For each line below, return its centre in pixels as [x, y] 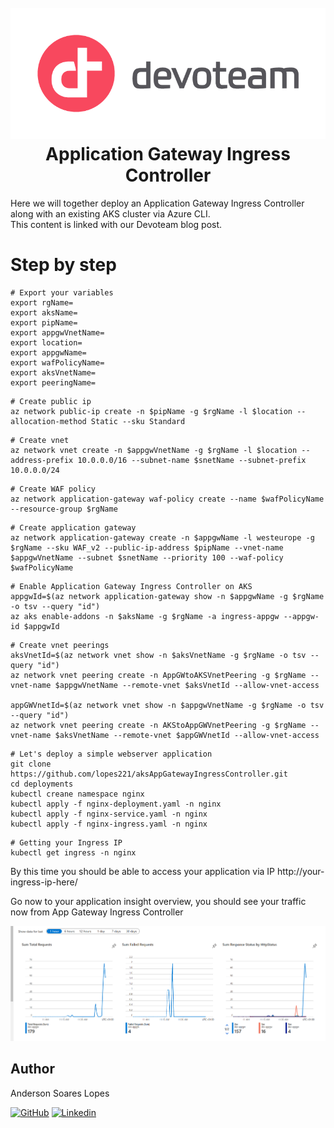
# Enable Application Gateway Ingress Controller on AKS [131, 587]
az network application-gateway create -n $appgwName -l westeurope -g [162, 538]
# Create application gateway [73, 528]
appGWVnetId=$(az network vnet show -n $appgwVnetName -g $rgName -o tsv [167, 706]
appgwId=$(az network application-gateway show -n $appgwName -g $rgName [167, 597]
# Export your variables [62, 293]
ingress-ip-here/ [44, 882]
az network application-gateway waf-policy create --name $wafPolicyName [167, 499]
